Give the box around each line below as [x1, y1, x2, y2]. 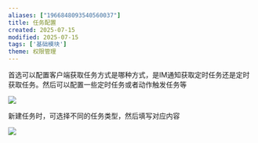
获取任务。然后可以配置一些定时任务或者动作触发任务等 [8, 80, 187, 89]
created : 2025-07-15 [8, 26, 76, 34]
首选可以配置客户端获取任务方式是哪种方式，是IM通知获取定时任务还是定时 [8, 70, 250, 79]
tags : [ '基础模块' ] [8, 41, 67, 48]
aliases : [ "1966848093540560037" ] [8, 11, 122, 20]
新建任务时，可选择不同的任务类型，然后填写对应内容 [8, 111, 180, 120]
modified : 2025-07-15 [8, 33, 79, 41]
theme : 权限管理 [8, 48, 56, 55]
